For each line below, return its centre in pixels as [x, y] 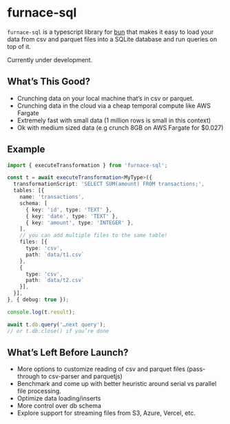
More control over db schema [59, 406]
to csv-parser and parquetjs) [82, 376]
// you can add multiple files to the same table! [94, 235]
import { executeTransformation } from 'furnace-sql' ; [87, 165]
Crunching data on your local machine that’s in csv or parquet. [105, 98]
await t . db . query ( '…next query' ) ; [57, 325]
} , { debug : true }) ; [38, 300]
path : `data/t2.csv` [55, 280]
